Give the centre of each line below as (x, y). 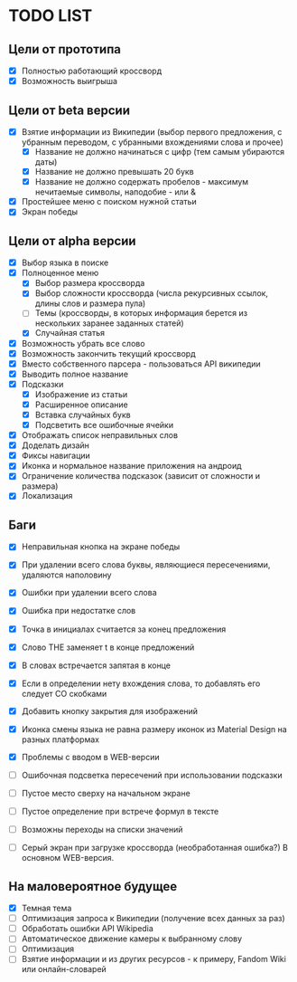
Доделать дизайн (55, 445)
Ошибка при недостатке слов (79, 611)
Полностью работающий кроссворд (92, 71)
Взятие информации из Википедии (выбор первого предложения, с (152, 131)
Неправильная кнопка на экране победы (101, 547)
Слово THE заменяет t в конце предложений (108, 647)
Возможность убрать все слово (83, 343)
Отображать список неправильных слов (99, 435)
